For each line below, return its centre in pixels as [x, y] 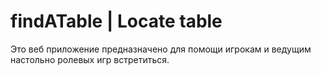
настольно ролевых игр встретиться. [90, 59]
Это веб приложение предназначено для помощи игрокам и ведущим [161, 49]
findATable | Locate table [116, 21]
